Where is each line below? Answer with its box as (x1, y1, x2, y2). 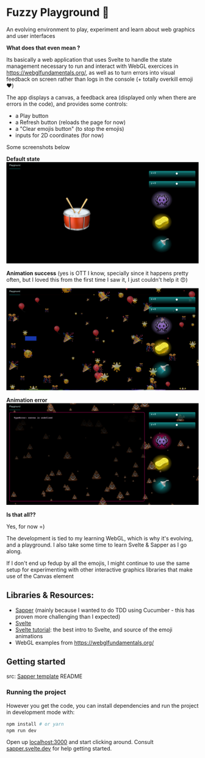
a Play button (15, 112, 49, 119)
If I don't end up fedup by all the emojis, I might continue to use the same (6, 559, 190, 567)
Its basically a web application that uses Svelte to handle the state (6, 56, 172, 63)
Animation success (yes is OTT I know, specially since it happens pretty (6, 269, 189, 277)
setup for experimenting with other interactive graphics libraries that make (6, 565, 193, 573)
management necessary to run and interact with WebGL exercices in (6, 62, 179, 70)
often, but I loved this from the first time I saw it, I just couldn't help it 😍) (6, 276, 188, 283)
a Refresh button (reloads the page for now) (15, 119, 126, 126)
